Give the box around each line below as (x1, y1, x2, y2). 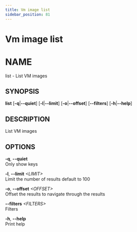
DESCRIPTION (5, 115, 50, 123)
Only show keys (5, 161, 38, 167)
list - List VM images (5, 73, 47, 79)
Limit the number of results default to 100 (5, 176, 90, 182)
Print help (5, 221, 25, 227)
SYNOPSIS (5, 87, 39, 96)
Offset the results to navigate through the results (5, 191, 105, 197)
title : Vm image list (5, 7, 50, 12)
